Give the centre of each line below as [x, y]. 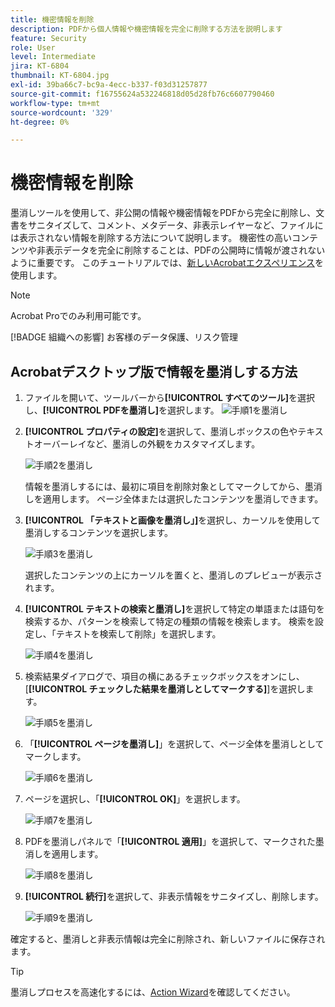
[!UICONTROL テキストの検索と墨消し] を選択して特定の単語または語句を [174, 609]
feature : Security [48, 38]
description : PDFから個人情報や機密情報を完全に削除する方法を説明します [146, 29]
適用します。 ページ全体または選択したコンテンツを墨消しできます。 [183, 499]
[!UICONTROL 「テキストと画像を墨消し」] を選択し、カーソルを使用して [172, 520]
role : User [33, 47]
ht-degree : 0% [40, 122]
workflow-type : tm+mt [55, 103]
